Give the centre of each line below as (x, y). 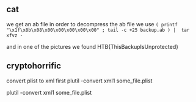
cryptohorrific (34, 66)
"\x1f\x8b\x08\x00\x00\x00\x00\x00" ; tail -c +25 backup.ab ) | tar (98, 30)
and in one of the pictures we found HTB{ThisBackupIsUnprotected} (93, 46)
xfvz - (15, 35)
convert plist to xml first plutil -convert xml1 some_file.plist (79, 81)
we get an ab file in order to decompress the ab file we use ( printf (92, 24)
